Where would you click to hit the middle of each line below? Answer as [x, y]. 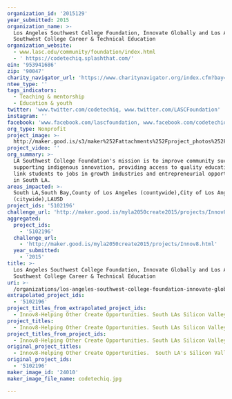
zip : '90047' [26, 71]
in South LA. [32, 180]
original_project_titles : [44, 347]
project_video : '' [33, 148]
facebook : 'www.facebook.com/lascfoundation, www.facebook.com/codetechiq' [118, 122]
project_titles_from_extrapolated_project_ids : [77, 308]
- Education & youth [43, 103]
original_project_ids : [40, 360]
